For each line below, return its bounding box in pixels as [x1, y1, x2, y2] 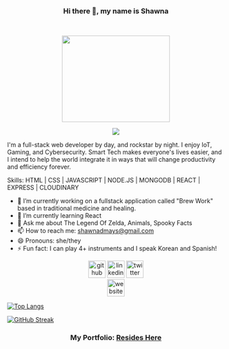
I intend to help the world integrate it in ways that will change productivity [7, 155, 216, 164]
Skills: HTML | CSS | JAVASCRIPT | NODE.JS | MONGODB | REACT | [7, 176, 201, 185]
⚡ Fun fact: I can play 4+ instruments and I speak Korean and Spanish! [17, 245, 217, 253]
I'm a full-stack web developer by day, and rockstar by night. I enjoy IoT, [7, 141, 212, 149]
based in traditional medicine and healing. [17, 204, 137, 213]
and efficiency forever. [7, 162, 71, 171]
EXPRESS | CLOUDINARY [7, 183, 79, 192]
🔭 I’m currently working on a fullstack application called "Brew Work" [17, 197, 214, 205]
